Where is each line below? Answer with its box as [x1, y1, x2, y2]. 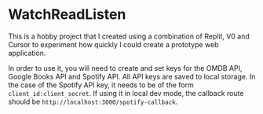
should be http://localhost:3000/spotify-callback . [8, 97, 178, 106]
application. [8, 48, 46, 57]
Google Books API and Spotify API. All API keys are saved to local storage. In [8, 72, 256, 81]
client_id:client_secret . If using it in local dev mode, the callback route [8, 88, 244, 97]
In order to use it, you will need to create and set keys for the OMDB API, [8, 63, 243, 72]
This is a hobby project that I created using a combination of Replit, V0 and [8, 31, 250, 41]
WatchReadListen [8, 6, 126, 24]
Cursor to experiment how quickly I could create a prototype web [8, 39, 219, 49]
